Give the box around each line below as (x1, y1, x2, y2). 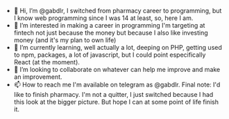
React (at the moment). (13, 58, 80, 66)
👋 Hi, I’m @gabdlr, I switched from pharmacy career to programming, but (13, 7, 222, 15)
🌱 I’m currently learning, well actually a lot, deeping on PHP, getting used (13, 44, 222, 51)
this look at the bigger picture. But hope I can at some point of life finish (13, 98, 219, 106)
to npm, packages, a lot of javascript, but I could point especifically (13, 51, 206, 59)
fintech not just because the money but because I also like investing (13, 28, 208, 37)
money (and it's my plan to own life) (13, 36, 117, 44)
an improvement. (13, 73, 62, 81)
